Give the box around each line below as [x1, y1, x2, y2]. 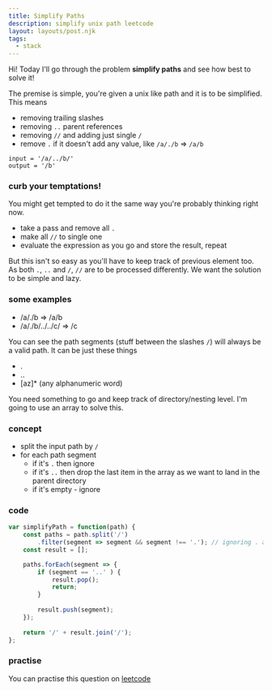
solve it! [8, 73, 35, 83]
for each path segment [19, 450, 97, 460]
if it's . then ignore [32, 459, 95, 469]
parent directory [32, 476, 87, 486]
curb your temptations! [8, 180, 101, 192]
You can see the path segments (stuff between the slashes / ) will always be [8, 336, 261, 346]
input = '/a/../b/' [8, 155, 74, 163]
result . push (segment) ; [37, 606, 114, 614]
